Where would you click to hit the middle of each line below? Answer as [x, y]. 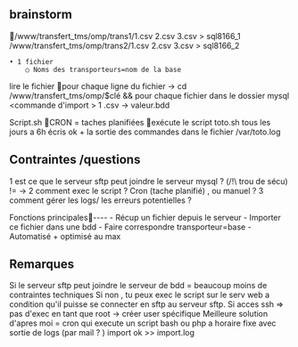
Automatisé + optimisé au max [65, 236]
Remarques [42, 265]
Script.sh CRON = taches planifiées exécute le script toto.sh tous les [140, 122]
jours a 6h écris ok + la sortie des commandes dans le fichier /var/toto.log [145, 132]
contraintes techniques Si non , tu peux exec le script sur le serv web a [140, 295]
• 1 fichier [31, 61]
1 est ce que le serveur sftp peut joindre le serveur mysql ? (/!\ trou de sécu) [149, 181]
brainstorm [41, 15]
